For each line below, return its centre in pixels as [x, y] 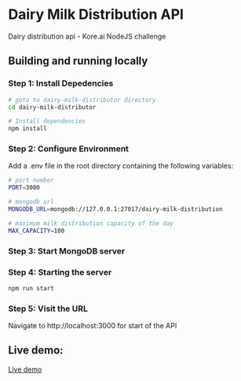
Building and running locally [78, 61]
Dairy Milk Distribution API [96, 15]
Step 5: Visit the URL [48, 309]
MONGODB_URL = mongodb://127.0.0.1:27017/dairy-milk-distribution [115, 209]
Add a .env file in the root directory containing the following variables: [121, 166]
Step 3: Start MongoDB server [67, 251]
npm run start [31, 288]
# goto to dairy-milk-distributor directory [82, 100]
